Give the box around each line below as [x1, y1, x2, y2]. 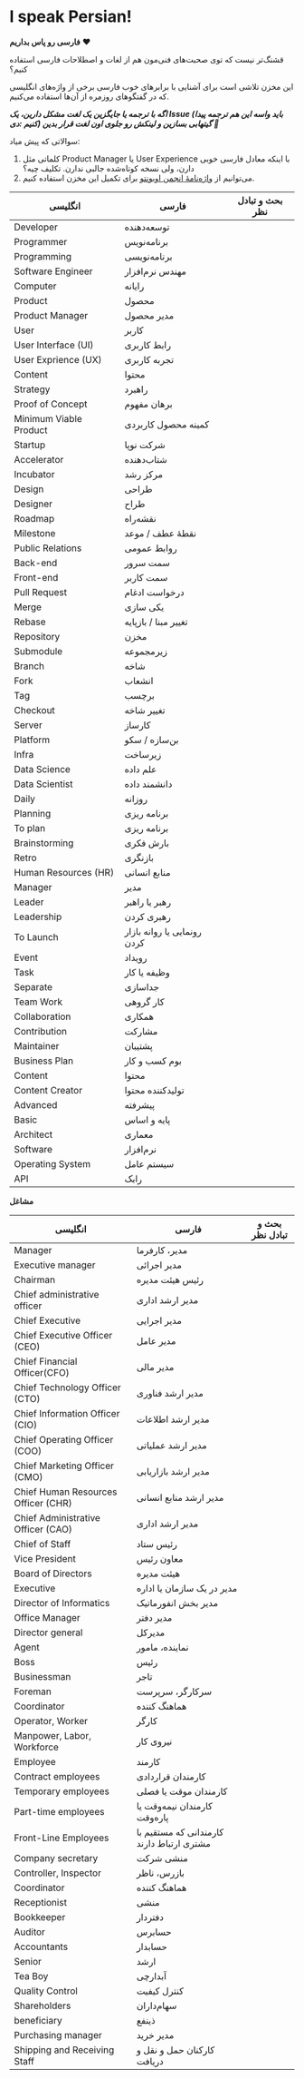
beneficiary [14, 2014, 62, 2026]
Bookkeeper [14, 1910, 66, 1923]
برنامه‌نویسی [124, 250, 173, 262]
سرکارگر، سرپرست [136, 1685, 213, 1698]
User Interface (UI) [14, 338, 94, 351]
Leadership [14, 910, 62, 923]
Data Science [14, 762, 71, 775]
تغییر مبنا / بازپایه [124, 615, 188, 628]
